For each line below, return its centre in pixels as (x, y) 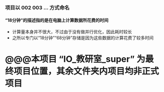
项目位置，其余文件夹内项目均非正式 (87, 71)
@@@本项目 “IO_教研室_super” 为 (75, 59)
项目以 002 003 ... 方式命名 (37, 7)
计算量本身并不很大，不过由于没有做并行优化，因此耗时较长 (72, 32)
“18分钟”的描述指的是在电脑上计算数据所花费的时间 (57, 20)
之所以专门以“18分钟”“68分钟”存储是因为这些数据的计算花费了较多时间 (83, 38)
